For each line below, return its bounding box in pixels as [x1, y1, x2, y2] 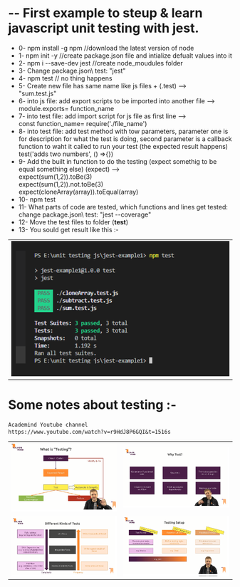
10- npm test [18, 194, 56, 204]
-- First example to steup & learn [8, 5, 203, 21]
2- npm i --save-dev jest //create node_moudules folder [18, 58, 184, 67]
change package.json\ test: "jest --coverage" [18, 210, 152, 219]
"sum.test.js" [18, 89, 57, 98]
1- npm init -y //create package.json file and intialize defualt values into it [18, 51, 232, 60]
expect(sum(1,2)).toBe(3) [18, 172, 93, 181]
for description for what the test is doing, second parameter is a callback [18, 134, 232, 143]
